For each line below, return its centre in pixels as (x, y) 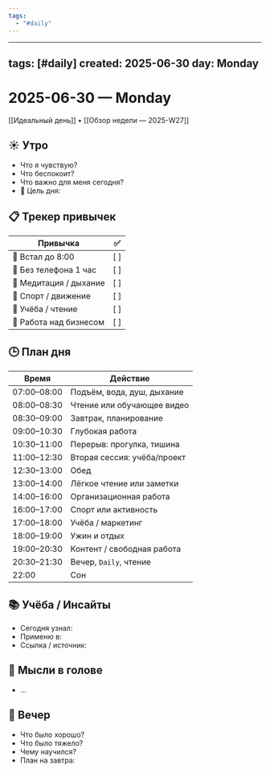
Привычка (59, 244)
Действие (130, 379)
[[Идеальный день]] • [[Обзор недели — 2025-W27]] (99, 120)
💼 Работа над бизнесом (58, 323)
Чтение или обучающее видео (130, 405)
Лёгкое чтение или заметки (125, 483)
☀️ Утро (28, 146)
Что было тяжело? (51, 743)
